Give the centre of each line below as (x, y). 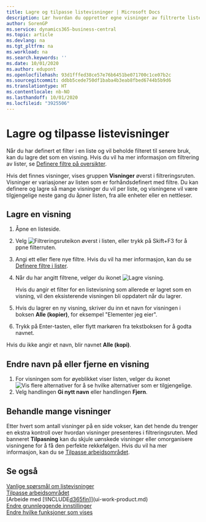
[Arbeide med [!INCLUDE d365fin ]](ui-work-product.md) (77, 499)
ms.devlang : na (26, 40)
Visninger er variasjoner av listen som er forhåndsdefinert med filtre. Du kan (102, 182)
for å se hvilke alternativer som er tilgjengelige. (133, 386)
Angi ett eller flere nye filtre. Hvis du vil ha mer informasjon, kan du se (103, 259)
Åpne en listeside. (38, 229)
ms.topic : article (30, 35)
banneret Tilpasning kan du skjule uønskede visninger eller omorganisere (100, 439)
